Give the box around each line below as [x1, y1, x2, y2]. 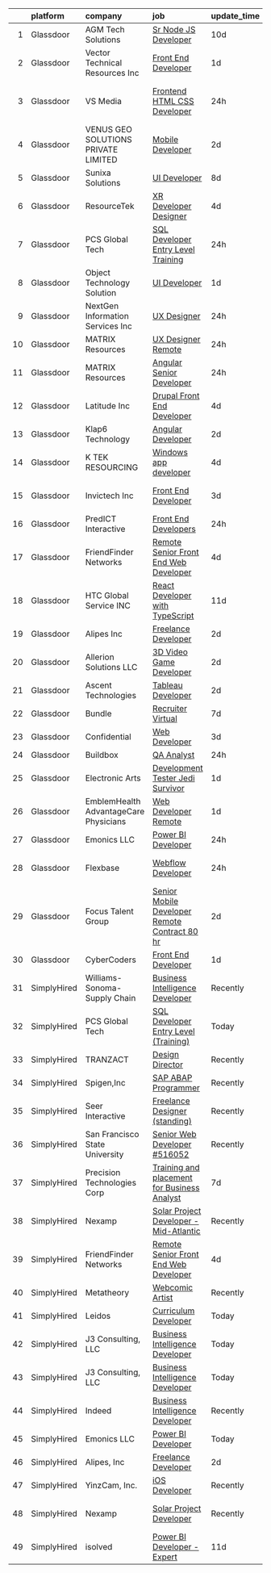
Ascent [85, 680, 113, 691]
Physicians [85, 816, 127, 826]
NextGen [85, 300, 119, 312]
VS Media [85, 96, 123, 107]
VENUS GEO [85, 124, 133, 135]
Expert [152, 1551, 177, 1563]
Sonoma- [85, 982, 123, 994]
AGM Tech [85, 24, 125, 35]
